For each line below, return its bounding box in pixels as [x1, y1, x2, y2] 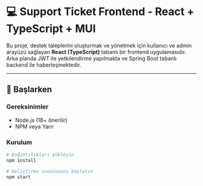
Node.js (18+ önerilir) [14, 116, 68, 124]
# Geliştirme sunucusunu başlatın [6, 168, 94, 174]
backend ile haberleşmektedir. [6, 61, 82, 68]
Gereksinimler [6, 102, 49, 111]
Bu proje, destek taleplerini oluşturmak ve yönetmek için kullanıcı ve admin [6, 42, 192, 49]
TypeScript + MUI [6, 22, 96, 36]
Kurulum [6, 138, 32, 146]
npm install [6, 157, 36, 164]
